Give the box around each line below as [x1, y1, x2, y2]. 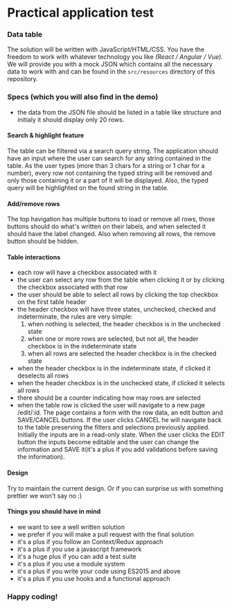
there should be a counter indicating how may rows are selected [17, 394, 201, 402]
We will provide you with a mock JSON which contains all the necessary [7, 60, 213, 69]
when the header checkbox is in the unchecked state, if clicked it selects [17, 379, 225, 387]
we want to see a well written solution [17, 523, 125, 531]
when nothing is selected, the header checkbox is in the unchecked [27, 320, 221, 328]
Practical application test [7, 5, 154, 21]
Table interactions [7, 253, 61, 261]
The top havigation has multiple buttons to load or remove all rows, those [7, 215, 215, 223]
